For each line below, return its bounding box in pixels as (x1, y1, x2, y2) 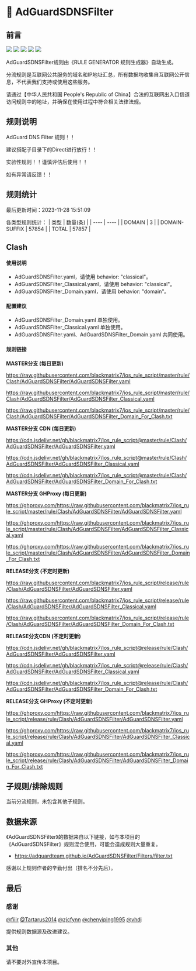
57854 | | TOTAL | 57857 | (28, 225, 91, 232)
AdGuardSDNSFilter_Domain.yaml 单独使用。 (14, 316, 124, 323)
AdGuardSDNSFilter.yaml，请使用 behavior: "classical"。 (14, 273, 152, 280)
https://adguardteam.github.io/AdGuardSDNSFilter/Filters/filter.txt (14, 852, 173, 859)
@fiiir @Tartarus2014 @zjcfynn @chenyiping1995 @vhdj (6, 915, 142, 923)
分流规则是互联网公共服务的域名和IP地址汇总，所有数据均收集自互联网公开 (6, 71, 185, 78)
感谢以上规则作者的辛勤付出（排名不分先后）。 (6, 865, 116, 872)
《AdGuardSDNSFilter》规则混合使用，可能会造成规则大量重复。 (6, 841, 162, 848)
